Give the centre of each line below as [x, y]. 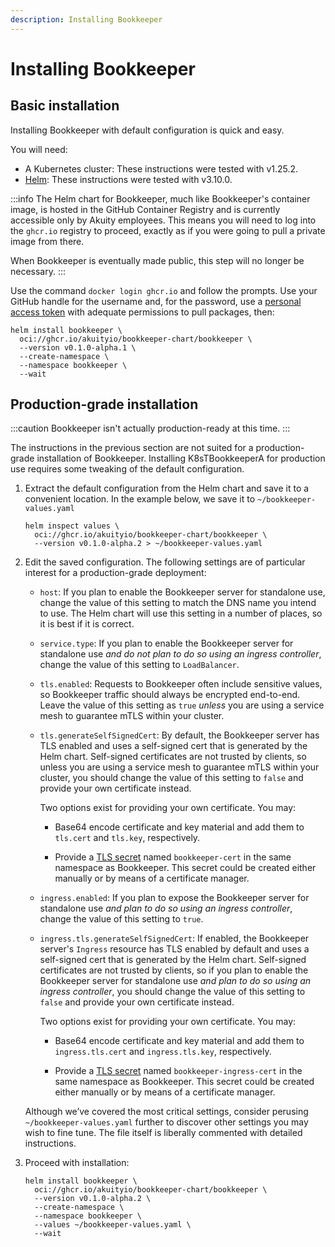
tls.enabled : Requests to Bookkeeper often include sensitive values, [181, 684]
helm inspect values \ [72, 526]
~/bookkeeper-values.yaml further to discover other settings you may [166, 1122]
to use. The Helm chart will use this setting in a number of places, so [181, 613]
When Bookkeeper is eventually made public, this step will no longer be [157, 260]
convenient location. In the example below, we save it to [140, 499]
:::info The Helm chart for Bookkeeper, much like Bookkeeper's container [160, 198]
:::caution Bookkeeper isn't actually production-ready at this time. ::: [150, 428]
